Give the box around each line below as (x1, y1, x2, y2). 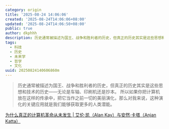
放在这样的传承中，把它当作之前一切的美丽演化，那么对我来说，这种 (17, 95, 159, 101)
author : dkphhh (5, 31, 37, 36)
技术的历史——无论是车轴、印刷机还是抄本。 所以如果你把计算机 (26, 89, 160, 94)
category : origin (5, 7, 42, 13)
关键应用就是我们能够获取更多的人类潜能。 (26, 101, 115, 107)
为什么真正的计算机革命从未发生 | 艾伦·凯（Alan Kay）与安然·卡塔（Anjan (5, 112, 157, 118)
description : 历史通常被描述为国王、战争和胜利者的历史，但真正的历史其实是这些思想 (5, 36, 162, 41)
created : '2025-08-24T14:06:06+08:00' (5, 17, 87, 22)
